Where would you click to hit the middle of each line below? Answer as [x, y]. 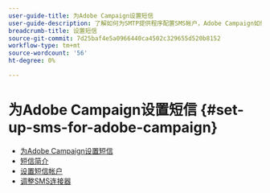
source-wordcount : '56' [48, 53]
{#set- [222, 110]
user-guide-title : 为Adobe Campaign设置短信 [81, 16]
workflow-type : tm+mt [45, 46]
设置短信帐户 [41, 170]
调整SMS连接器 [45, 181]
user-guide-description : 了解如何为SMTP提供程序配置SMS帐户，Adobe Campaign [131, 23]
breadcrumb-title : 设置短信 [53, 31]
